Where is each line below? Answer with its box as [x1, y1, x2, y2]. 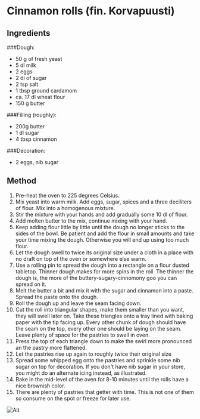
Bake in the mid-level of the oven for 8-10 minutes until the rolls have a [15, 375, 189, 383]
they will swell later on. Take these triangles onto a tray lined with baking [15, 312, 193, 319]
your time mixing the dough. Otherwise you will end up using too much [15, 236, 189, 243]
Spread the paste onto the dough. [15, 293, 99, 300]
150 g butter [15, 100, 45, 107]
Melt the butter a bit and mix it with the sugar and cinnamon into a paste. [15, 286, 194, 294]
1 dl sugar [15, 130, 39, 136]
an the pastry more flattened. [15, 344, 87, 351]
